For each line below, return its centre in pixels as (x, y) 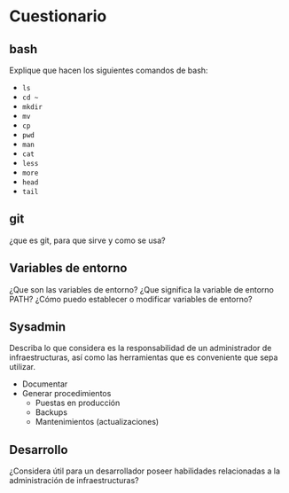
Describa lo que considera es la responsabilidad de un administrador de (141, 348)
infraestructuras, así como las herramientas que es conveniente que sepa (144, 357)
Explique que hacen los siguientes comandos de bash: (109, 70)
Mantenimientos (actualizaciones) (97, 422)
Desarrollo (39, 450)
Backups (51, 412)
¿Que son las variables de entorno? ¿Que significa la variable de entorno (142, 289)
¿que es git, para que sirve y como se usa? (87, 240)
